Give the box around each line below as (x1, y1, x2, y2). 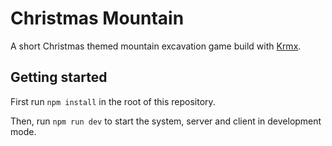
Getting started (10, 69, 108, 86)
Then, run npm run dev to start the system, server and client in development (10, 115, 322, 127)
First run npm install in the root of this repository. (10, 95, 216, 107)
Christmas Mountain (10, 7, 185, 30)
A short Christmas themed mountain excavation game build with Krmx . (10, 40, 302, 52)
